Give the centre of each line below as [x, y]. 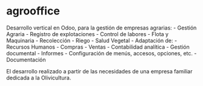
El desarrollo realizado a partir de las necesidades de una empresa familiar [99, 71]
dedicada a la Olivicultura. [39, 78]
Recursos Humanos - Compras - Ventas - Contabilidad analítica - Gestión [98, 47]
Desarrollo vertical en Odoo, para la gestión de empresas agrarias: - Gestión [101, 28]
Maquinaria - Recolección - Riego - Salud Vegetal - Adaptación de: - [92, 40]
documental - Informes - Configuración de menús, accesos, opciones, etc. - [101, 53]
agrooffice [33, 11]
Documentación [26, 60]
